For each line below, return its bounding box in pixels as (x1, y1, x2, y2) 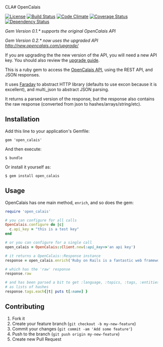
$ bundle (5, 155, 23, 160)
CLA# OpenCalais (5, 4, 41, 10)
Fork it (12, 315, 25, 321)
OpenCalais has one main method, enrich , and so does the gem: (5, 200, 134, 205)
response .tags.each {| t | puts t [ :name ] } (5, 289, 88, 294)
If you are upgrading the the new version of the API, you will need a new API (5, 52, 157, 58)
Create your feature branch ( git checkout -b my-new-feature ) (12, 321, 136, 327)
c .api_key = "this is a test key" (9, 227, 79, 232)
